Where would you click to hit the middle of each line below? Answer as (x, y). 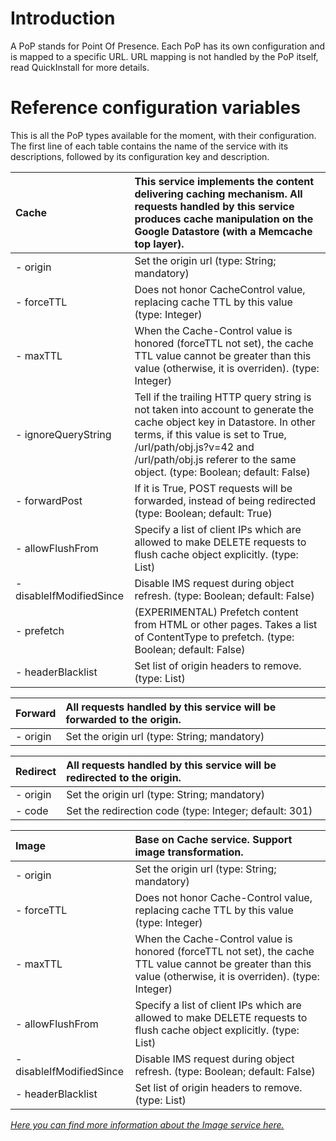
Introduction (63, 18)
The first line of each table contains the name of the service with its (149, 146)
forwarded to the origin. (123, 719)
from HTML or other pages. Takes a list (226, 624)
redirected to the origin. (124, 777)
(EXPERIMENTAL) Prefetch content (216, 612)
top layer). (159, 244)
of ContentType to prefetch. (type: (214, 637)
